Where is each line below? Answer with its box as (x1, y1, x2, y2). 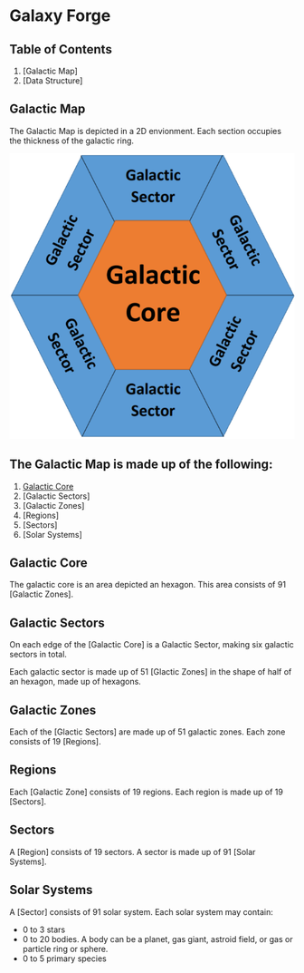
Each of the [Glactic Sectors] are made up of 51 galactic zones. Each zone (9, 726, 286, 737)
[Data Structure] (22, 75, 83, 86)
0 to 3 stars (22, 924, 66, 935)
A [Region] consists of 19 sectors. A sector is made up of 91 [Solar (9, 846, 256, 857)
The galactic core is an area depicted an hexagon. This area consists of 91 (9, 579, 287, 590)
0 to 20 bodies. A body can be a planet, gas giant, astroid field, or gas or (22, 933, 293, 944)
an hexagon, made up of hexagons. (9, 676, 142, 687)
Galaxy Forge (9, 5, 111, 26)
